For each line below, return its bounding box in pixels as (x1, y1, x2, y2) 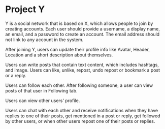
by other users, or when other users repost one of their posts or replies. (5, 118, 155, 124)
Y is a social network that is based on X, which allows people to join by (5, 20, 153, 26)
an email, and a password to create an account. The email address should (5, 31, 160, 37)
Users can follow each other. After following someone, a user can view (5, 82, 153, 88)
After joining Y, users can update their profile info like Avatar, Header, (5, 46, 150, 52)
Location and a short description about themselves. (5, 52, 113, 58)
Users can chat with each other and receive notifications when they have (5, 107, 158, 113)
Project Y (5, 4, 45, 15)
